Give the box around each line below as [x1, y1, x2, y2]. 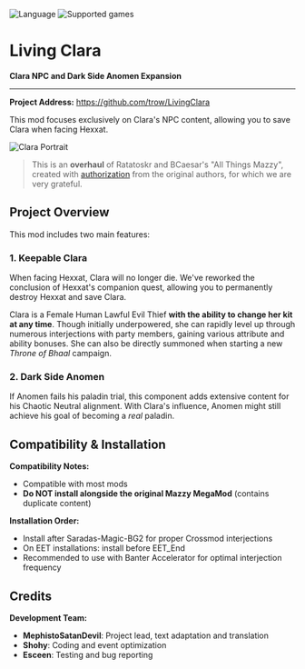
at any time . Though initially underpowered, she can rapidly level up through [9, 319, 296, 330]
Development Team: [9, 612, 88, 623]
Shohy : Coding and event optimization [22, 639, 167, 650]
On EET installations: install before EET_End [22, 543, 186, 554]
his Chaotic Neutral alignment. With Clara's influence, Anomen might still [9, 401, 281, 412]
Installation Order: [9, 515, 80, 526]
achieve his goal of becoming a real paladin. [9, 410, 175, 422]
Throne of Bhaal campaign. [9, 348, 112, 359]
